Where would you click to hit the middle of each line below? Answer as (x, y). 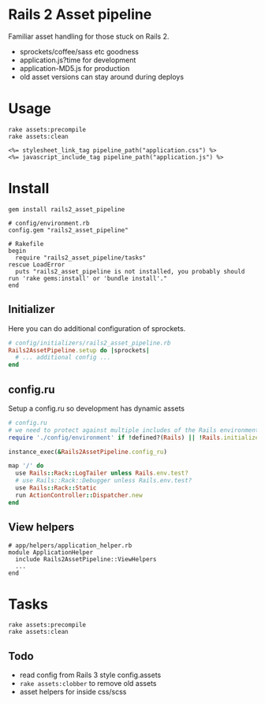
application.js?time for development (78, 60)
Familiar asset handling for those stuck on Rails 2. (89, 36)
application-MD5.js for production (75, 68)
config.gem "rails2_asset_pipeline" (68, 230)
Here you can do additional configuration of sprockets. (97, 328)
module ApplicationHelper (50, 552)
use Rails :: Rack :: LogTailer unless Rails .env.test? (102, 473)
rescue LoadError (37, 264)
